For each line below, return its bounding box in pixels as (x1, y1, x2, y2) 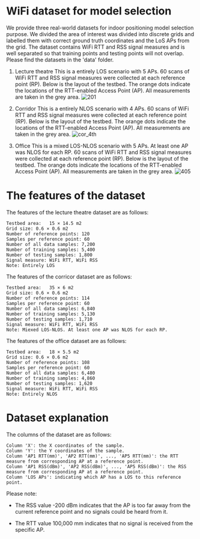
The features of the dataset (6, 189, 145, 203)
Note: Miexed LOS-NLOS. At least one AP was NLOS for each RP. (6, 327, 168, 333)
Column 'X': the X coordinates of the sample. (6, 442, 125, 449)
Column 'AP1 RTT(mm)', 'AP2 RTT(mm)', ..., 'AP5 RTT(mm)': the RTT (6, 453, 179, 459)
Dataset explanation (6, 411, 109, 425)
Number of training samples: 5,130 (6, 311, 95, 317)
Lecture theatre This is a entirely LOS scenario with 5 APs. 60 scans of (14, 67, 190, 75)
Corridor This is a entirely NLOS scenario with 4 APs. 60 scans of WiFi (14, 105, 189, 112)
